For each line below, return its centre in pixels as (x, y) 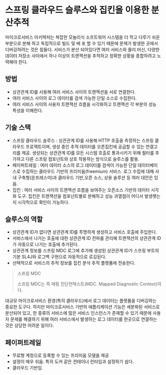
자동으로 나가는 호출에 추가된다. (48, 244)
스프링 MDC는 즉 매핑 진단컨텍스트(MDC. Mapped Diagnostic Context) (87, 284)
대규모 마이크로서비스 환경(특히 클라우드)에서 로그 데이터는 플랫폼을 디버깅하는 (81, 301)
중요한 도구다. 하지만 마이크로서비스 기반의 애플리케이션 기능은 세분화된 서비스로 (83, 307)
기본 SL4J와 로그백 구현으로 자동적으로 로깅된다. (59, 257)
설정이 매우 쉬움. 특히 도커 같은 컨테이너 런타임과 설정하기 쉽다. (73, 362)
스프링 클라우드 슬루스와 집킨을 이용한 (77, 10)
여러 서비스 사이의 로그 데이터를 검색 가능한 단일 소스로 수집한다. (74, 98)
